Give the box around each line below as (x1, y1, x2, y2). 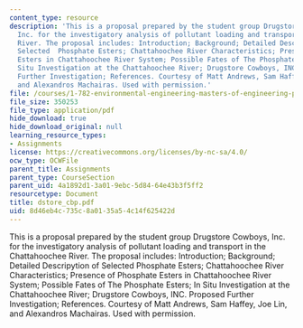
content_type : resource (9, 13, 99, 23)
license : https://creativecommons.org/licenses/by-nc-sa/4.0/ (9, 147, 248, 156)
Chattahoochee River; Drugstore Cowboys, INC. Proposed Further (9, 288, 254, 299)
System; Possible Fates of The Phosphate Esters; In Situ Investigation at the (9, 279, 290, 290)
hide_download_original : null (9, 123, 124, 132)
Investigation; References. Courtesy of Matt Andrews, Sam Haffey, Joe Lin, (9, 298, 288, 309)
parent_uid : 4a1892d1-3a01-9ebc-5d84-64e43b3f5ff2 (9, 182, 204, 191)
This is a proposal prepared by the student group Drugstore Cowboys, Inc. (9, 231, 286, 242)
